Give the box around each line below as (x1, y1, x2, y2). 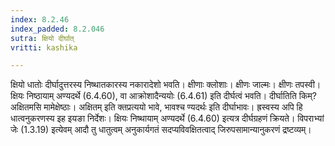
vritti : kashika (10, 42, 78, 53)
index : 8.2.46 (10, 14, 70, 25)
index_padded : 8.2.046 (10, 24, 105, 34)
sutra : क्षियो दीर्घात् (10, 33, 75, 43)
